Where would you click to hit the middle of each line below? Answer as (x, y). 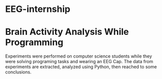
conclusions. (18, 72)
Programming (34, 42)
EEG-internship (38, 9)
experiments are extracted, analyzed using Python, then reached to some (81, 67)
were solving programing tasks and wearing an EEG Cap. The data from (79, 62)
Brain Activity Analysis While (67, 32)
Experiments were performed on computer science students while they (78, 56)
